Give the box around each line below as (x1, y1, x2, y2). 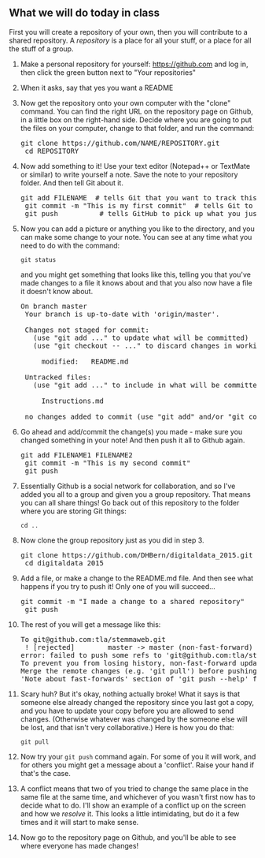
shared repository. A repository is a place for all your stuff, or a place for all (9, 35, 252, 45)
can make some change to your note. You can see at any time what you (20, 232, 252, 241)
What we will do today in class (9, 6, 160, 20)
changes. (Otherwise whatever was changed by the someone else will (20, 714, 248, 724)
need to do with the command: (20, 241, 120, 250)
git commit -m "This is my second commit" (24, 458, 191, 468)
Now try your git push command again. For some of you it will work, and (20, 752, 256, 761)
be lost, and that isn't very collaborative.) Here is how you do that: (20, 722, 234, 732)
